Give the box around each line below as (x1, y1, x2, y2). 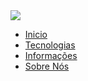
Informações (24, 50, 78, 61)
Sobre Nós (24, 60, 70, 72)
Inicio (24, 29, 48, 40)
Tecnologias (24, 39, 76, 51)
